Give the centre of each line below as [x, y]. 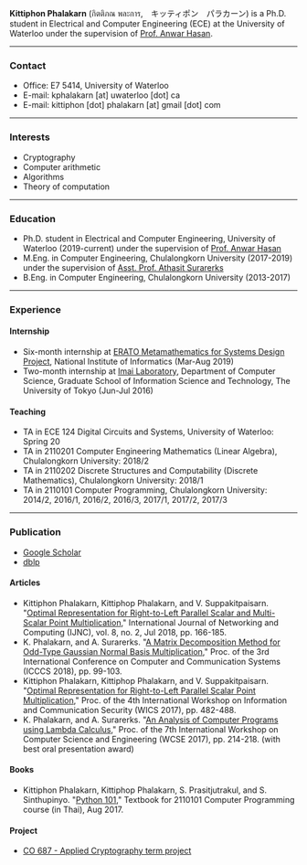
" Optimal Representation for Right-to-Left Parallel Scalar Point [139, 690]
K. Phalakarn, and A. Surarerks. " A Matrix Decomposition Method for [151, 642]
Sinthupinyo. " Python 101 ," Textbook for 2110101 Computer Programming [159, 799]
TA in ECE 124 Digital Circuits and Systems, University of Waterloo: [148, 432]
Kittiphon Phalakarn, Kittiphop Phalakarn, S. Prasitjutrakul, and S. [145, 790]
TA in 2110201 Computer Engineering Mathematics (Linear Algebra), [150, 452]
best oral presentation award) [78, 749]
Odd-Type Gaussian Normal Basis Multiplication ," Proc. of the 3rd [146, 651]
